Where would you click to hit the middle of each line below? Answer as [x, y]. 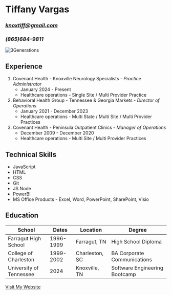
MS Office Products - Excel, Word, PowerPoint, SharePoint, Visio [81, 199]
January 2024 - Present [46, 89]
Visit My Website [23, 287]
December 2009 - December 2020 [57, 133]
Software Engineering [137, 268]
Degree [138, 230]
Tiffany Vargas [37, 9]
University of [23, 268]
